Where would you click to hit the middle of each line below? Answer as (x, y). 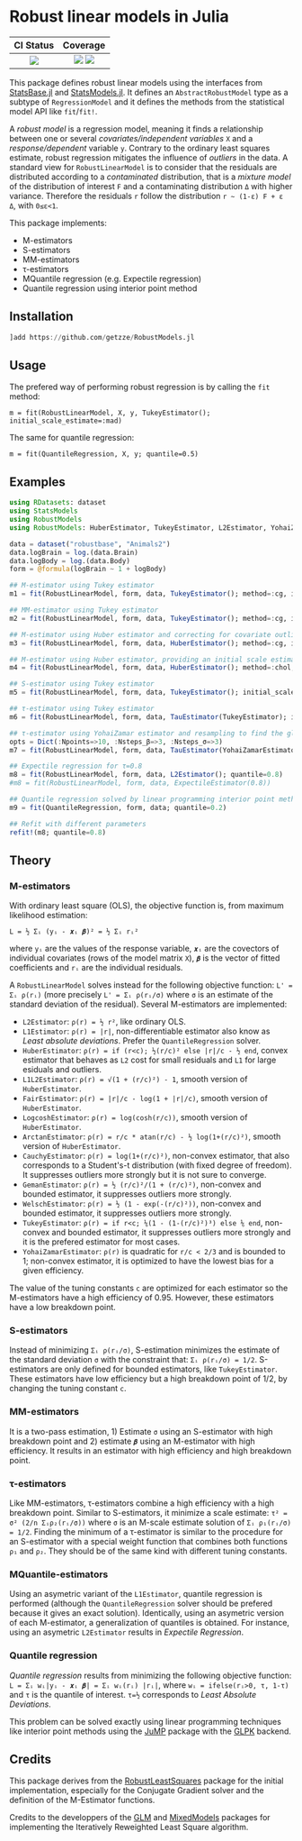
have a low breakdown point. (63, 1308)
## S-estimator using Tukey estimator (82, 684)
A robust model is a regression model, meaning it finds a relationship (136, 129)
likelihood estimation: (49, 916)
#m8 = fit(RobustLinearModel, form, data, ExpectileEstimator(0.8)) (140, 783)
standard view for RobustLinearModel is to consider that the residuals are (143, 167)
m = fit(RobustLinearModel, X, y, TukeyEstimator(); (110, 413)
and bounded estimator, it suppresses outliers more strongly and (171, 1233)
